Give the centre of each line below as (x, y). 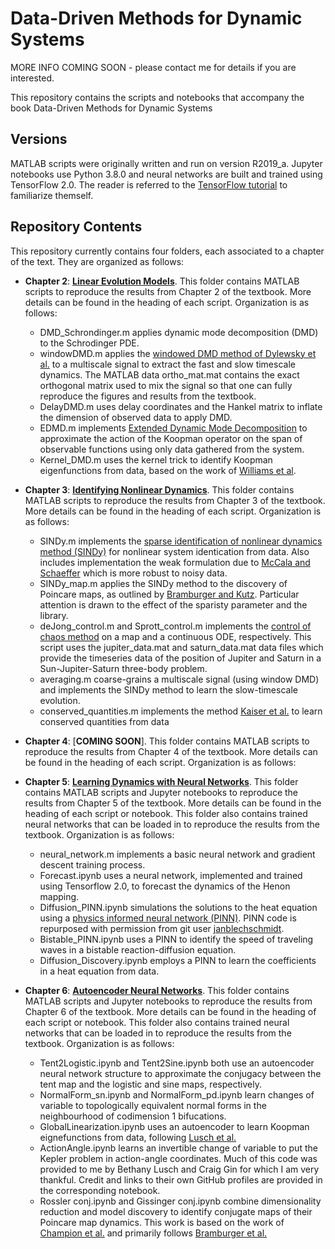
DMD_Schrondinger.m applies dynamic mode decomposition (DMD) (179, 332)
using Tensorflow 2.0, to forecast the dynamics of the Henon (165, 886)
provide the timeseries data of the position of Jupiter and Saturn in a (180, 658)
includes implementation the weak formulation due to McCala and (175, 562)
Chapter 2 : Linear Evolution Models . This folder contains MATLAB (162, 281)
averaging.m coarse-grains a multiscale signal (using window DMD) (179, 679)
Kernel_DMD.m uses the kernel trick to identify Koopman (156, 459)
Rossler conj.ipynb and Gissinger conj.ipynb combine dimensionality (180, 1201)
